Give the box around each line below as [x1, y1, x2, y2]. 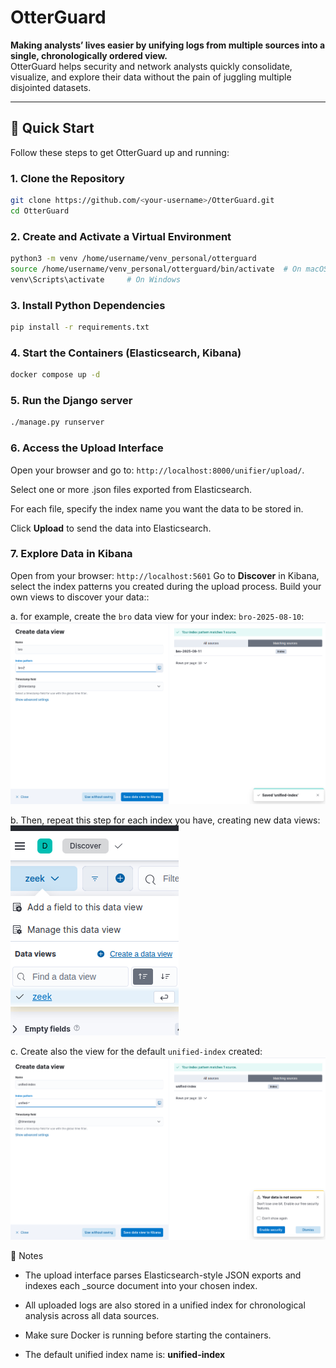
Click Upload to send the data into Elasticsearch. [10, 522, 212, 534]
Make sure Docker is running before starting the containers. [24, 1329, 272, 1341]
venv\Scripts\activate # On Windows [10, 274, 182, 285]
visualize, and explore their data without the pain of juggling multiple [10, 71, 292, 83]
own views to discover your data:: [10, 591, 150, 603]
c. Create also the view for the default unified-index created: [10, 1046, 263, 1058]
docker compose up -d [10, 370, 101, 380]
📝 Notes [10, 1250, 44, 1262]
